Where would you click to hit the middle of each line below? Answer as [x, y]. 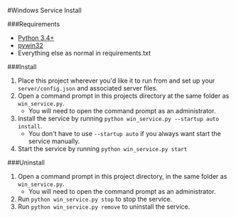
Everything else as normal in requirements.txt [84, 53]
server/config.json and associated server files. [88, 88]
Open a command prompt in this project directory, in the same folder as [122, 176]
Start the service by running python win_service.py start [102, 149]
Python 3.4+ [36, 38]
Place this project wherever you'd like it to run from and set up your [116, 81]
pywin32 [31, 45]
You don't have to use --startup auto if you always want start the [125, 134]
